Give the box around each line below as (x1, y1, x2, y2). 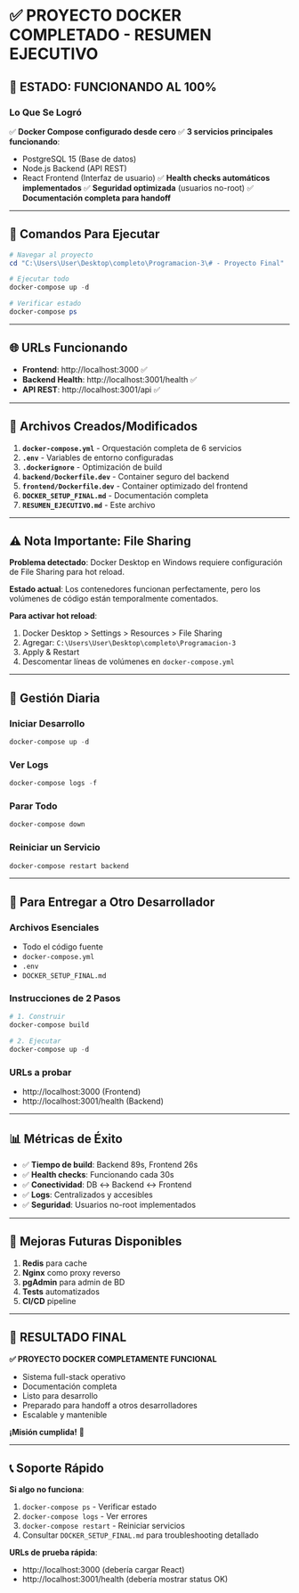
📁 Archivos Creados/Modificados (9, 419, 198, 434)
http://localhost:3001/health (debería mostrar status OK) (21, 1574, 229, 1585)
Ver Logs (9, 759, 49, 771)
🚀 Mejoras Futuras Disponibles (9, 1234, 182, 1249)
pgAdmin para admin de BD (21, 1277, 125, 1287)
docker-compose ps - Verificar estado (21, 1501, 158, 1512)
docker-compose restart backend (9, 861, 129, 870)
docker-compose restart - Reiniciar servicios (21, 1521, 185, 1531)
